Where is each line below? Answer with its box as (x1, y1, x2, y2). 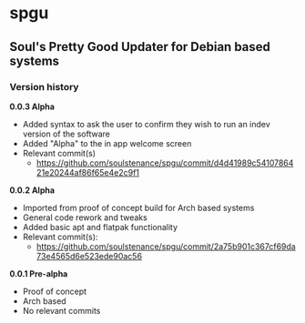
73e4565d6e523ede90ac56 (36, 250, 143, 261)
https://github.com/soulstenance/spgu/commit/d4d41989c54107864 (36, 157, 294, 168)
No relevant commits (22, 305, 101, 316)
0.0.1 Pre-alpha (9, 267, 68, 279)
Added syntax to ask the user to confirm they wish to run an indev (22, 118, 270, 129)
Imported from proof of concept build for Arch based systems (22, 202, 255, 213)
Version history (9, 80, 79, 93)
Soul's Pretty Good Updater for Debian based (9, 39, 271, 55)
